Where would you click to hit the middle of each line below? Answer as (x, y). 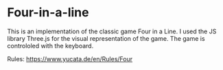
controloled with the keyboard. (50, 46)
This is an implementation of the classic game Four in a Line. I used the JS (112, 31)
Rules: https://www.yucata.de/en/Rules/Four (70, 58)
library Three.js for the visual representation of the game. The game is (106, 38)
